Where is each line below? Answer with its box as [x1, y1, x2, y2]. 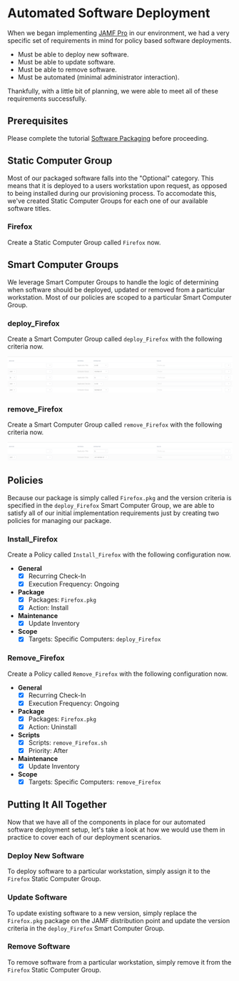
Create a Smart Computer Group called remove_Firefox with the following [7, 420, 223, 429]
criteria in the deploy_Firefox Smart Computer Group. [7, 924, 166, 932]
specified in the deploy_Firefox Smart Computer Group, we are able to [7, 501, 215, 509]
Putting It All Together [7, 799, 107, 811]
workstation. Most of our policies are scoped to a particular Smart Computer [7, 293, 232, 302]
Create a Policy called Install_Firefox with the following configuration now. [7, 550, 232, 559]
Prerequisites [7, 115, 68, 127]
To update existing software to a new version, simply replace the [7, 909, 198, 917]
